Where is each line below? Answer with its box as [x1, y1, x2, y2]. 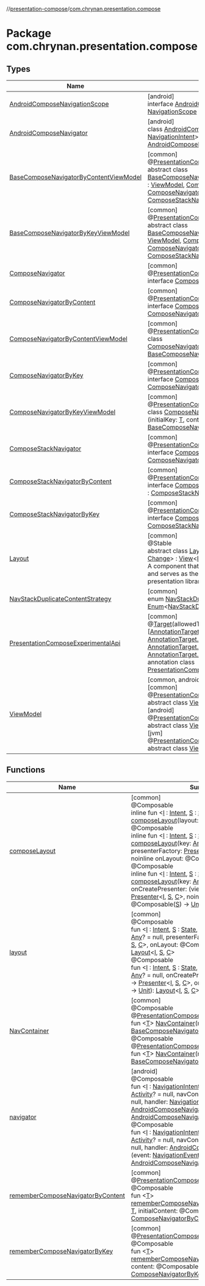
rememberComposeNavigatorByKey [9, 1247, 113, 1255]
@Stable [147, 539, 172, 547]
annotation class [147, 658, 195, 666]
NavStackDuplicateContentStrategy [9, 595, 112, 603]
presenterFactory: [131, 846, 182, 855]
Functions [6, 765, 46, 775]
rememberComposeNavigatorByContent [9, 1191, 125, 1199]
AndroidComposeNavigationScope [9, 100, 109, 108]
